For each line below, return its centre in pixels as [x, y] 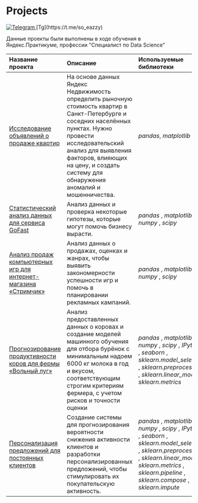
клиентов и [83, 446]
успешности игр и [93, 280]
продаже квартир [34, 143]
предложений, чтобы [97, 469]
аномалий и [84, 187]
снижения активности [98, 439]
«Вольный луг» [31, 371]
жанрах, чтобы [88, 258]
